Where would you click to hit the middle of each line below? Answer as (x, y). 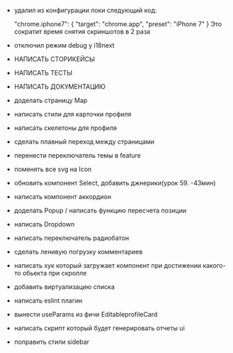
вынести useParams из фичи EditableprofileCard (86, 314)
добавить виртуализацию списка (64, 287)
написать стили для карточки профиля (73, 114)
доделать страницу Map (51, 100)
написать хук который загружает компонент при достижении (108, 265)
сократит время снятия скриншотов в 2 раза (82, 32)
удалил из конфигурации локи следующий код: (85, 10)
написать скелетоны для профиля (65, 128)
